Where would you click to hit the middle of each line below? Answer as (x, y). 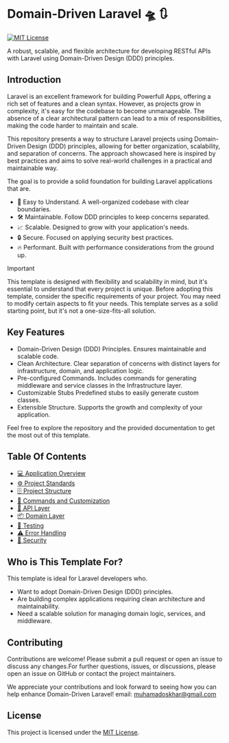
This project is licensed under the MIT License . (73, 732)
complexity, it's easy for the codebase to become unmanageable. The (106, 110)
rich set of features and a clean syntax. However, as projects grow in (104, 104)
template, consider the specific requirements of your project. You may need (114, 296)
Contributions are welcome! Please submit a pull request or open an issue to (115, 659)
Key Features (36, 332)
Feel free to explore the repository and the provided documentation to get (111, 427)
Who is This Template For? (65, 562)
